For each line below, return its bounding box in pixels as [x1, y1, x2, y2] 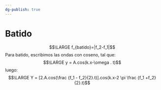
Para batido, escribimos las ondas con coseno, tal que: [5, 52, 116, 57]
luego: [5, 67, 18, 73]
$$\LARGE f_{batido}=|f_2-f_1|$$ [49, 44, 115, 50]
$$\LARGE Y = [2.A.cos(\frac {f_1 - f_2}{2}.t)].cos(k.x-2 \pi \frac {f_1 [8, 74, 144, 80]
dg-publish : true [5, 7, 41, 12]
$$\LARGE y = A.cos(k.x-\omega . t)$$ [43, 59, 121, 65]
